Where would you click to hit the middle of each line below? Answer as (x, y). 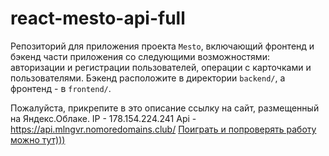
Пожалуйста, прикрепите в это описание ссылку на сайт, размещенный (165, 108)
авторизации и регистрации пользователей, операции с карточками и (161, 67)
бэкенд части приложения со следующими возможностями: (140, 56)
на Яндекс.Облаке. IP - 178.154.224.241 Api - (103, 118)
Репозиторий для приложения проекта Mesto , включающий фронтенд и (162, 46)
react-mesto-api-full (98, 18)
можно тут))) (38, 139)
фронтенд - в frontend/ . (61, 88)
